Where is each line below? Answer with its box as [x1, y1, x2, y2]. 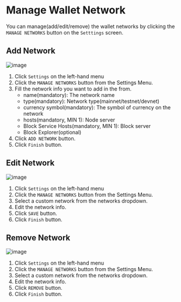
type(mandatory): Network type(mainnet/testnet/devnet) [23, 98, 159, 105]
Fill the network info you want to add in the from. [14, 85, 132, 92]
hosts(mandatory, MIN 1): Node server [23, 116, 116, 123]
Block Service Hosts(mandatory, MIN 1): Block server [23, 122, 151, 129]
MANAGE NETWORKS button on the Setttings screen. [6, 29, 124, 36]
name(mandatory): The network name [23, 91, 115, 98]
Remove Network [6, 232, 71, 242]
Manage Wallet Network [6, 4, 126, 17]
